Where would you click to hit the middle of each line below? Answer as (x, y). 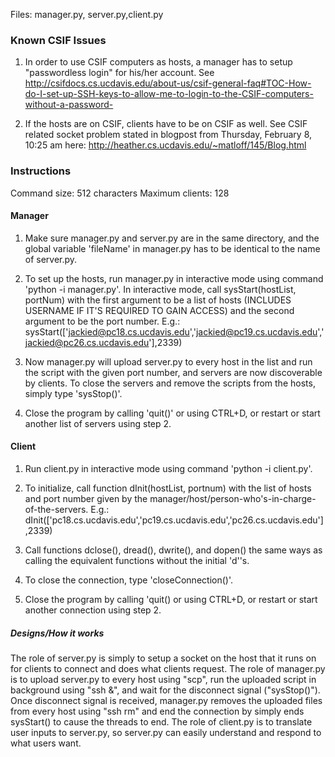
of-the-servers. (56, 509)
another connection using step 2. (93, 610)
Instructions (41, 171)
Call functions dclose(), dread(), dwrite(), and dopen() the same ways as (173, 550)
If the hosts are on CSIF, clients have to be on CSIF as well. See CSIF (166, 124)
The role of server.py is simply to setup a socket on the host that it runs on (163, 658)
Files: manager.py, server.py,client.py (87, 14)
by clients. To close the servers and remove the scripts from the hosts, (170, 383)
